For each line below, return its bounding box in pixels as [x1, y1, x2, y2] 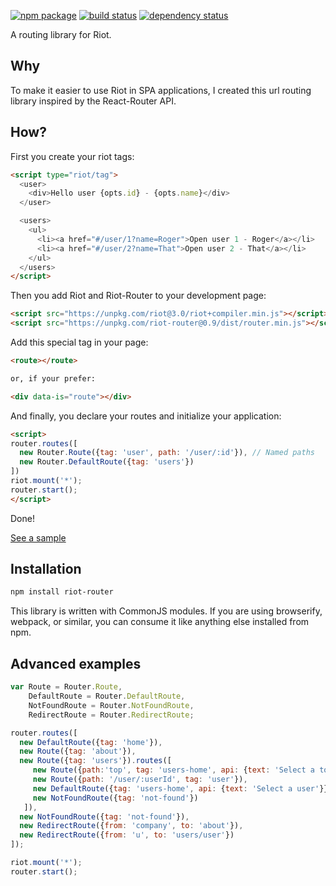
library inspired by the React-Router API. [10, 95, 177, 107]
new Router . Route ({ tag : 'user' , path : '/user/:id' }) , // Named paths [19, 448, 315, 458]
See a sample [10, 531, 67, 544]
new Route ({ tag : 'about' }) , [19, 746, 137, 757]
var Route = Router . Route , [10, 682, 123, 692]
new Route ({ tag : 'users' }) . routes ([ [19, 756, 172, 766]
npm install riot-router [10, 587, 114, 597]
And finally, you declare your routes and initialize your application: [10, 410, 282, 422]
